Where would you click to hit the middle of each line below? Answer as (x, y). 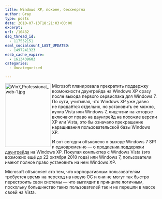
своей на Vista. (21, 192)
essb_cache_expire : (25, 54)
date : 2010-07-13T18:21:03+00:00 (39, 23)
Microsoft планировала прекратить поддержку (100, 86)
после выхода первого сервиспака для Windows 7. (104, 96)
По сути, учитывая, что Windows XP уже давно (100, 101)
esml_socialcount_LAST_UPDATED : (37, 46)
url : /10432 (17, 32)
